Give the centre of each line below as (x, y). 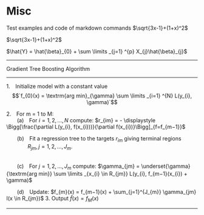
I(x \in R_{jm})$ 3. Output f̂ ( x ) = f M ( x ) (53, 199)
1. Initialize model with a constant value (57, 86)
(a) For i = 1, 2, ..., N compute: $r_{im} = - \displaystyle (87, 120)
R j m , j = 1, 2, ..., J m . (50, 147)
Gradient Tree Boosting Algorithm (48, 68)
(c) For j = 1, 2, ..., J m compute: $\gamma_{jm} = (79, 167)
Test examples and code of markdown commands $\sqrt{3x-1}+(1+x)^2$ (97, 28)
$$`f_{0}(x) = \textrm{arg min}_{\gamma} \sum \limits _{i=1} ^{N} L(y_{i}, (102, 96)
